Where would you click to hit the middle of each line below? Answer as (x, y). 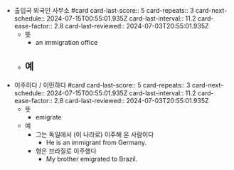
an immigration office (67, 42)
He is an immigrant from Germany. (96, 142)
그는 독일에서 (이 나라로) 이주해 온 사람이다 (95, 134)
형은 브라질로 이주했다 (66, 151)
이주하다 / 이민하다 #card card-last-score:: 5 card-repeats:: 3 (102, 85)
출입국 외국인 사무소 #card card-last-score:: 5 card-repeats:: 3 (104, 10)
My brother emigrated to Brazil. (92, 159)
